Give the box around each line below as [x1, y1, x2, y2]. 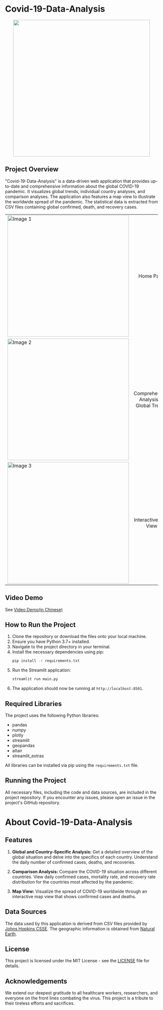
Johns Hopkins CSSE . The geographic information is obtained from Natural [5, 925, 155, 932]
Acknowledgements [5, 977, 67, 985]
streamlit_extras [12, 753, 44, 759]
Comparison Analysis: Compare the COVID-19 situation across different [12, 868, 157, 874]
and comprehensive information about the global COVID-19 [21, 183, 139, 189]
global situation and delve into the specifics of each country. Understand [12, 854, 158, 860]
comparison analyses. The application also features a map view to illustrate [5, 194, 156, 199]
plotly [12, 732, 24, 738]
